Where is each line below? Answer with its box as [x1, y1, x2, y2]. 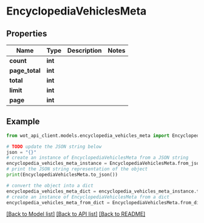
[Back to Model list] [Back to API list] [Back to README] [6, 210, 146, 218]
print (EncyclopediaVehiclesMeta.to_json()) [6, 171, 118, 178]
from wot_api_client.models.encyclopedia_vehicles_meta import [6, 132, 170, 139]
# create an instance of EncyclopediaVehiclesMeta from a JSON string [6, 155, 189, 161]
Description [67, 47, 102, 55]
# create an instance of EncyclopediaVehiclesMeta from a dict [6, 194, 170, 200]
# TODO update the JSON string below [6, 144, 102, 150]
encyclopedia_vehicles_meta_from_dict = [6, 199, 110, 205]
